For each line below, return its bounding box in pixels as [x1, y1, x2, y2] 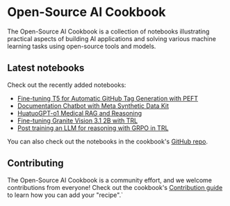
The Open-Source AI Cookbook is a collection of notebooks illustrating [7, 27, 210, 35]
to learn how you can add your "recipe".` [7, 191, 124, 199]
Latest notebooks [7, 62, 85, 74]
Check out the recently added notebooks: [7, 81, 126, 89]
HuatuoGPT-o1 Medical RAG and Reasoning [17, 109, 142, 117]
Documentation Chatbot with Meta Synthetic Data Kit [17, 102, 169, 110]
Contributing [7, 157, 64, 169]
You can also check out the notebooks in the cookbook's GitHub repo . [7, 137, 208, 145]
